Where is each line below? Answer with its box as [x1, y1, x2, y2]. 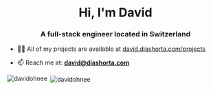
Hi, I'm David [78, 5, 153, 21]
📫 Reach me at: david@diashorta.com [16, 58, 130, 67]
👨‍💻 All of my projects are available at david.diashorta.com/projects [16, 45, 206, 53]
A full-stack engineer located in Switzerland [40, 30, 191, 39]
